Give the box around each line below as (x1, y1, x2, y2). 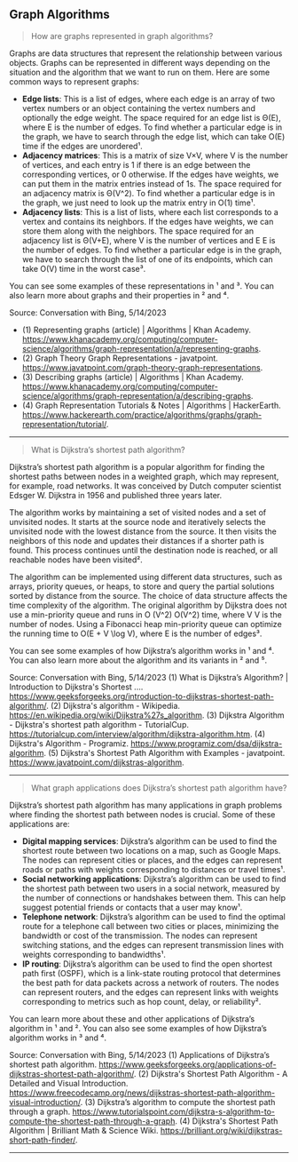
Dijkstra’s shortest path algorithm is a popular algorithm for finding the (9, 461, 265, 472)
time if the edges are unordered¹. (21, 140, 144, 151)
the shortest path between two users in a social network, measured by (21, 883, 280, 894)
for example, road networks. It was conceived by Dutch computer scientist (9, 480, 282, 491)
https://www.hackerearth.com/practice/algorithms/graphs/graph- (21, 409, 263, 420)
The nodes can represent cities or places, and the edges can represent (21, 855, 282, 865)
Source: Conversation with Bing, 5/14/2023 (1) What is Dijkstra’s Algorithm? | (9, 672, 289, 682)
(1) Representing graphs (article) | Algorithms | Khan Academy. (21, 324, 251, 335)
